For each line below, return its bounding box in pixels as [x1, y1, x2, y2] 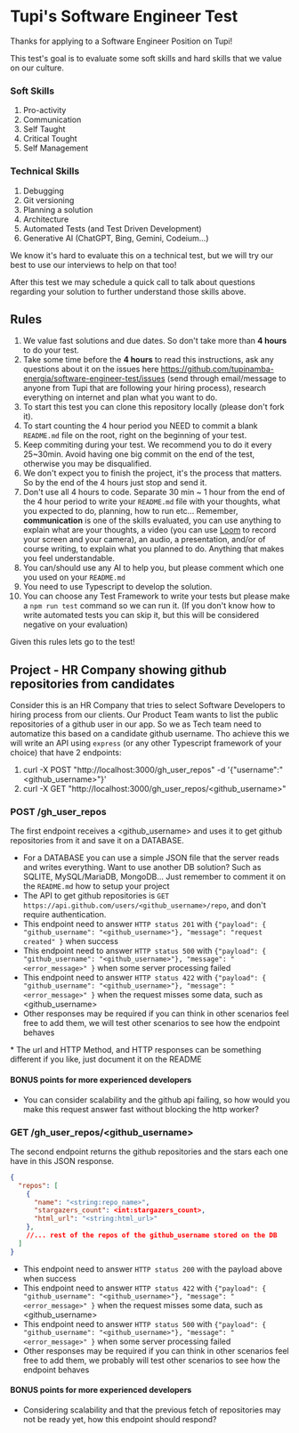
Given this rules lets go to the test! [10, 637, 136, 647]
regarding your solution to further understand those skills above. [10, 286, 246, 297]
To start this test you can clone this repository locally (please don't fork [22, 402, 285, 412]
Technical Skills [10, 165, 80, 177]
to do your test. [22, 345, 79, 355]
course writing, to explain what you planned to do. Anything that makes [22, 543, 285, 554]
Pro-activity [22, 105, 67, 116]
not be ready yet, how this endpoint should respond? [22, 1413, 217, 1424]
